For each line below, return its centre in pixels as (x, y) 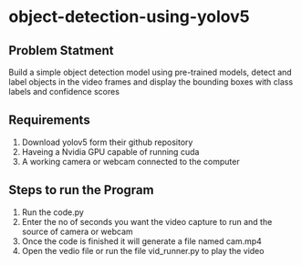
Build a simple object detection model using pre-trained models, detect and (151, 72)
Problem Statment (61, 51)
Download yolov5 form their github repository (107, 142)
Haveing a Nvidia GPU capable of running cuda (110, 151)
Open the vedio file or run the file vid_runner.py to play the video (143, 250)
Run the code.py (52, 212)
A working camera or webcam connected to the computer (130, 161)
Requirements (49, 120)
